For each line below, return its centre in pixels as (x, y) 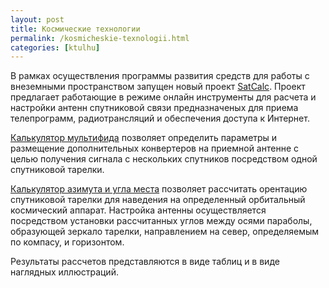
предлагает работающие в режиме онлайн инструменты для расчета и (163, 97)
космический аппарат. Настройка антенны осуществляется (138, 210)
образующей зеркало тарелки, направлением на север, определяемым (165, 232)
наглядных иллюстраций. (64, 272)
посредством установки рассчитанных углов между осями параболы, (161, 221)
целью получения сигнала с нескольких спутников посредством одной (164, 159)
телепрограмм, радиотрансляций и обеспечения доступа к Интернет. (160, 118)
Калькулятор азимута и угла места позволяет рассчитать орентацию (159, 189)
